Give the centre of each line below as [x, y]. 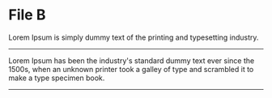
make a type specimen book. [57, 78]
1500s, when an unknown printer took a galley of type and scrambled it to [131, 69]
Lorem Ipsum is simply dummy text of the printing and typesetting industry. [134, 37]
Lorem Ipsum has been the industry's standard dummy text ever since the [132, 60]
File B [27, 15]
